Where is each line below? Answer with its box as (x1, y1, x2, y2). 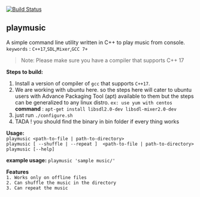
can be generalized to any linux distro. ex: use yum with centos (14, 98, 172, 106)
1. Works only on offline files (6, 174, 87, 180)
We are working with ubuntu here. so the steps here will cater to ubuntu (14, 86, 192, 93)
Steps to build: (6, 68, 43, 75)
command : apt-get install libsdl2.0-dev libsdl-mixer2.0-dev (14, 105, 177, 112)
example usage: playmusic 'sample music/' (6, 156, 116, 164)
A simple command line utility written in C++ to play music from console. (6, 39, 186, 46)
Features (6, 168, 29, 176)
